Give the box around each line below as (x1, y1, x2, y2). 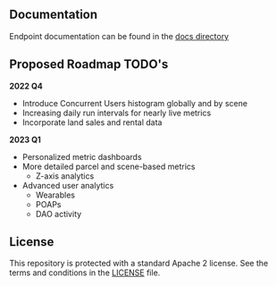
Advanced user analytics (21, 180, 114, 190)
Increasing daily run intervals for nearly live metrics (21, 107, 212, 118)
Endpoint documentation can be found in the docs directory (9, 30, 230, 41)
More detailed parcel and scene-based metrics (21, 161, 196, 172)
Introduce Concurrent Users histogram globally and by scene (21, 97, 248, 108)
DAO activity (35, 208, 82, 219)
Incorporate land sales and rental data (21, 116, 163, 128)
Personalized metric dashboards (21, 151, 142, 162)
